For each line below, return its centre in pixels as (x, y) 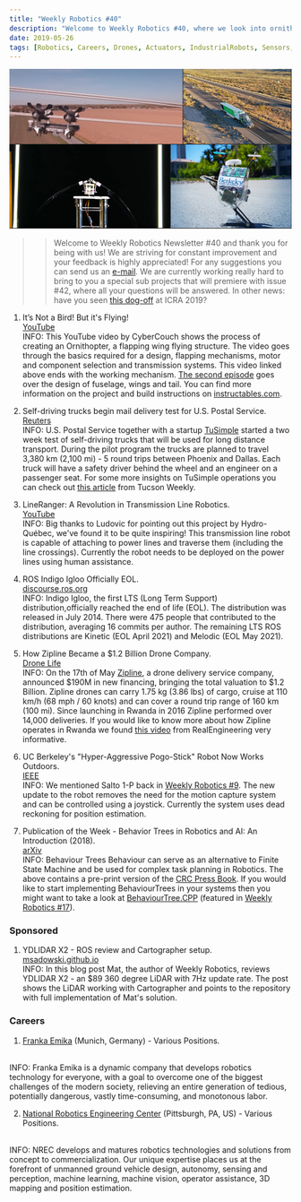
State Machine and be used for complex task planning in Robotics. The (153, 869)
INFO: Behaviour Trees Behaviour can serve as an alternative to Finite (150, 860)
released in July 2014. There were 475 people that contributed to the (149, 617)
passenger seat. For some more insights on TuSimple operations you (149, 478)
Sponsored (34, 930)
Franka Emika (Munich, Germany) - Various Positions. (121, 1041)
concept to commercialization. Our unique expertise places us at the (135, 1159)
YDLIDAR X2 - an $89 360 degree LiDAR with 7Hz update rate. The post (155, 979)
